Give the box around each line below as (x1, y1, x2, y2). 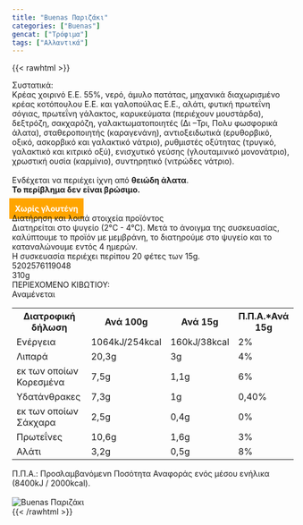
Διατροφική (23, 310, 76, 323)
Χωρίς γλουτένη (14, 203, 79, 215)
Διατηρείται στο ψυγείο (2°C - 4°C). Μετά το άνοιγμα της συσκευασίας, (12, 223, 280, 233)
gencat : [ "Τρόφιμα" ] (12, 30, 89, 38)
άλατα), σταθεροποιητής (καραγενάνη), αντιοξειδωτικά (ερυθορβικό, (12, 127, 273, 139)
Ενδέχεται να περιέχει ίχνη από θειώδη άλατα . (12, 175, 189, 186)
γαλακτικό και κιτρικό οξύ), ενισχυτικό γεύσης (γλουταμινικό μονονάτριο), (12, 147, 290, 157)
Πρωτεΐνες (16, 431, 63, 444)
